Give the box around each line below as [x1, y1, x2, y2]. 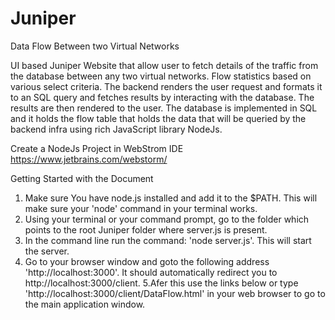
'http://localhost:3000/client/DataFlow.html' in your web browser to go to [24, 287, 326, 299]
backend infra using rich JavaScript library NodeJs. [10, 123, 223, 135]
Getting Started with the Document [10, 172, 154, 184]
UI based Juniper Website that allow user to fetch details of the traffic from [10, 59, 319, 71]
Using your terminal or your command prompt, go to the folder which [24, 213, 310, 225]
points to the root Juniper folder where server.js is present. [24, 223, 268, 236]
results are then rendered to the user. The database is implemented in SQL [10, 102, 318, 114]
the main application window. [24, 298, 146, 310]
